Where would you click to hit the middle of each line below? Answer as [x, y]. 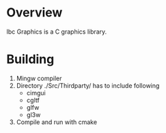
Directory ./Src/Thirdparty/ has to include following [88, 85]
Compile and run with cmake [56, 122]
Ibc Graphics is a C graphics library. [57, 32]
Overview [34, 13]
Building [30, 59]
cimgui [36, 93]
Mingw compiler [39, 78]
